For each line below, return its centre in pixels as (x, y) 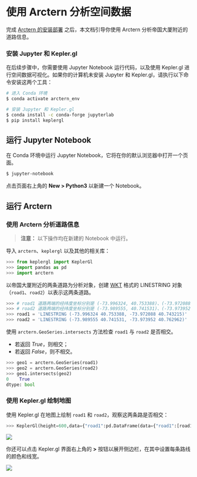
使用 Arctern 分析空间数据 (69, 12)
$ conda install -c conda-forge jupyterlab (60, 115)
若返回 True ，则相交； (41, 344)
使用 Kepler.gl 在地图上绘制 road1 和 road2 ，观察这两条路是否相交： (87, 415)
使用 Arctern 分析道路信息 (43, 224)
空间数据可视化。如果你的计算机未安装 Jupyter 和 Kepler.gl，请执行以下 (97, 75)
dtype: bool (21, 385)
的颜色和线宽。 (24, 456)
